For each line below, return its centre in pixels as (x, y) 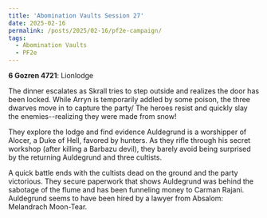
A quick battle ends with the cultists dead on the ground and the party (123, 173)
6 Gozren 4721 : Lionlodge (51, 75)
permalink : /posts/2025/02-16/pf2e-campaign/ (85, 30)
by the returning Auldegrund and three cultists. (85, 157)
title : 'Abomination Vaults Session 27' (77, 16)
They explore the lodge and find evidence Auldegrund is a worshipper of (128, 132)
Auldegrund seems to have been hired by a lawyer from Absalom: (116, 198)
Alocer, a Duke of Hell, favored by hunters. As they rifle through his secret (130, 140)
